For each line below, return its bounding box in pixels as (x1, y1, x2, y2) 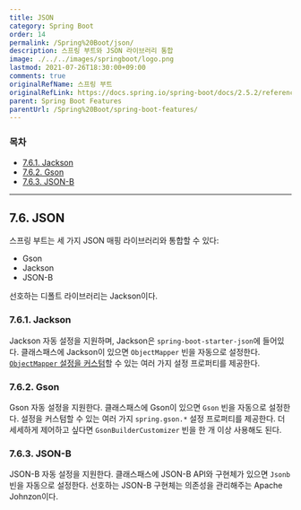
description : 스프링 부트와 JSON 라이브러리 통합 (9, 47, 174, 56)
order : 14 (9, 30, 47, 39)
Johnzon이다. (9, 491, 58, 502)
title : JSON (9, 13, 54, 22)
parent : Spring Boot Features (9, 96, 123, 106)
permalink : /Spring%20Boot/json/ (9, 38, 134, 48)
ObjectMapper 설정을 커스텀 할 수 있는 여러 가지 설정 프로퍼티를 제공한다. (9, 358, 261, 368)
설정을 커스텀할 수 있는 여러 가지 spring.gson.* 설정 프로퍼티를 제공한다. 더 (21, 413, 286, 424)
